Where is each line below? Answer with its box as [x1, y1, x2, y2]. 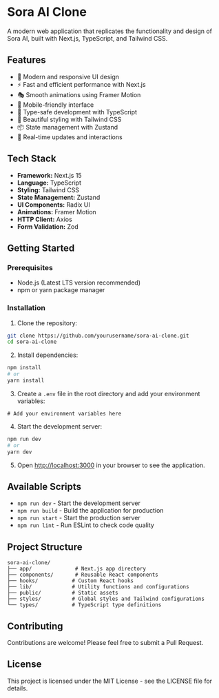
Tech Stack [7, 153, 56, 165]
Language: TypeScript [17, 178, 81, 187]
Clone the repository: [17, 318, 78, 327]
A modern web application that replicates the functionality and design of [7, 27, 212, 35]
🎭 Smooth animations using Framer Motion [17, 90, 141, 99]
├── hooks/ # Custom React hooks [7, 577, 134, 584]
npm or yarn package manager [17, 286, 105, 294]
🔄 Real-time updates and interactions [17, 132, 123, 141]
